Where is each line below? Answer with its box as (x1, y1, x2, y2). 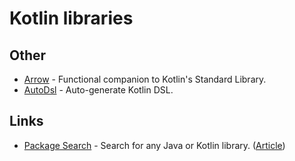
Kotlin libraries (9, 7, 134, 30)
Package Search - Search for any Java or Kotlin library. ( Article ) (23, 139, 286, 151)
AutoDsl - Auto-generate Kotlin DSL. (23, 84, 174, 96)
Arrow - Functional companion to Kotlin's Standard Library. (23, 73, 267, 85)
